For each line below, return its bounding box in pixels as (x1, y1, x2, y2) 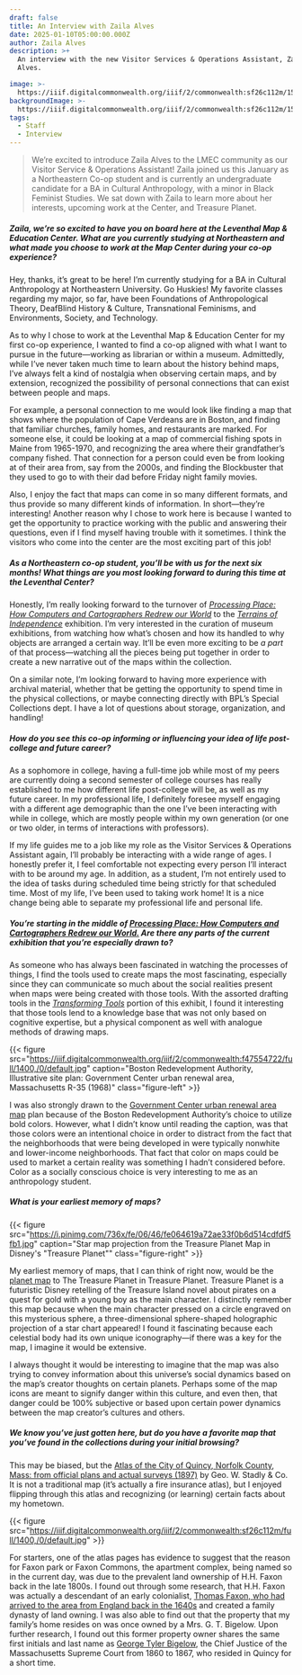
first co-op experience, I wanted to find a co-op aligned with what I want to (9, 339, 288, 350)
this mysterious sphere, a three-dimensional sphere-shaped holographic (9, 1312, 278, 1323)
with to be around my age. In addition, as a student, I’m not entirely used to (9, 868, 287, 879)
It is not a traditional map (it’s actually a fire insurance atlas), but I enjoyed (9, 1479, 282, 1490)
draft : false (9, 13, 58, 22)
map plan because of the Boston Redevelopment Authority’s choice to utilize (9, 1108, 292, 1120)
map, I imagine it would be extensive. (9, 1341, 147, 1352)
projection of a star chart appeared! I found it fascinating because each (9, 1322, 273, 1333)
